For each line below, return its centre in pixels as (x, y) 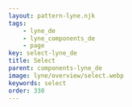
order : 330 (27, 91)
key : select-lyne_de (43, 53)
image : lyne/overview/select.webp (66, 76)
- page (34, 46)
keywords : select (37, 83)
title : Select (32, 61)
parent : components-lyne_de (56, 68)
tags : (17, 23)
